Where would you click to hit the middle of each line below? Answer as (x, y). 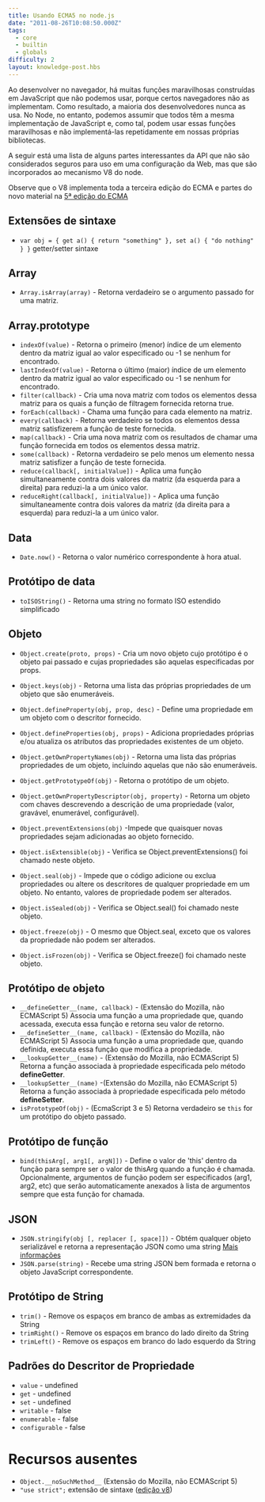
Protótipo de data (52, 582)
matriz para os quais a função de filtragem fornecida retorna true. (127, 404)
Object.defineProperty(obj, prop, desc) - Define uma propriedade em (136, 709)
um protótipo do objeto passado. (73, 1116)
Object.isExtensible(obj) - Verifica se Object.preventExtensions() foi (134, 851)
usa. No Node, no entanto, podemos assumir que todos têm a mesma (121, 115)
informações (40, 1255)
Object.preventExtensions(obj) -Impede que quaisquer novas (121, 827)
